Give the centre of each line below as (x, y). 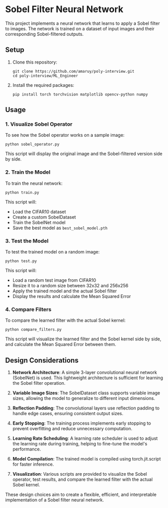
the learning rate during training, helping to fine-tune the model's (80, 444)
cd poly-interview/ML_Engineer (45, 76)
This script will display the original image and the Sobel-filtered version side (84, 154)
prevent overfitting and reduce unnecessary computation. (72, 429)
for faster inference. (33, 464)
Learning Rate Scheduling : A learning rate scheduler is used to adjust (85, 438)
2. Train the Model (28, 172)
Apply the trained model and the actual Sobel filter (65, 291)
